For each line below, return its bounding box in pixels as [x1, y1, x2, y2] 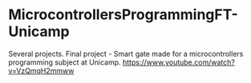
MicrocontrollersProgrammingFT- [8, 6, 238, 24]
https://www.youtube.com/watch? [123, 57, 235, 67]
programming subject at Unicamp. [8, 57, 122, 67]
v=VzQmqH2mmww [8, 65, 75, 75]
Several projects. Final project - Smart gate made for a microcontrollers [8, 49, 244, 58]
